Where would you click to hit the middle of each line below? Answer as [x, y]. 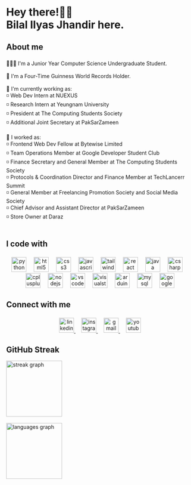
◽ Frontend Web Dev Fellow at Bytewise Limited [65, 144]
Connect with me [39, 305]
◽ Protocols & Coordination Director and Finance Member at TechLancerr [95, 177]
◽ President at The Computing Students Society [65, 113]
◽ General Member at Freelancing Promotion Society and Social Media [92, 192]
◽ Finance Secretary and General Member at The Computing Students [92, 162]
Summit [15, 186]
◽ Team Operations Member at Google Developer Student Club [83, 153]
